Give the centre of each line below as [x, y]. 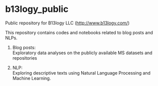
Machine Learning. [32, 78]
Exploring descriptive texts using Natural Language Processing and [81, 73]
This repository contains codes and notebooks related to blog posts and [79, 32]
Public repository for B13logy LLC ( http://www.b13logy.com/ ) [67, 23]
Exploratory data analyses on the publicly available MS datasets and [82, 53]
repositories [25, 58]
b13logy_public [37, 9]
